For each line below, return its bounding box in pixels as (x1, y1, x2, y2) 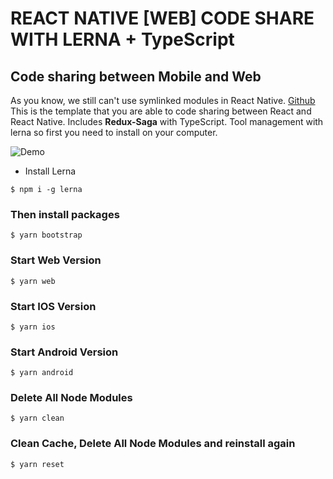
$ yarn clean (10, 413, 65, 424)
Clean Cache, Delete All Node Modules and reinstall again (10, 437, 296, 451)
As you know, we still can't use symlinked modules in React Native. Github (10, 95, 316, 106)
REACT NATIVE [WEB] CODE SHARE (10, 7, 315, 30)
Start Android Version (10, 345, 119, 359)
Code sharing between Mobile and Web (10, 68, 262, 85)
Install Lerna (24, 165, 77, 177)
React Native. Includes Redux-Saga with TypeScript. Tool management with (10, 116, 324, 127)
